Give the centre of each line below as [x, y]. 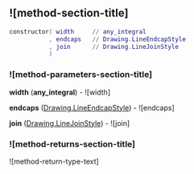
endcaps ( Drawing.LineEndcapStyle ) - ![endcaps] [92, 107]
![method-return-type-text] [54, 161]
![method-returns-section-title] [72, 144]
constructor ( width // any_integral [78, 31]
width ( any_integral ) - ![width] [60, 92]
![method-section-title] [69, 13]
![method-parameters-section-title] [80, 75]
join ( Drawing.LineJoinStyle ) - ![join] [70, 123]
